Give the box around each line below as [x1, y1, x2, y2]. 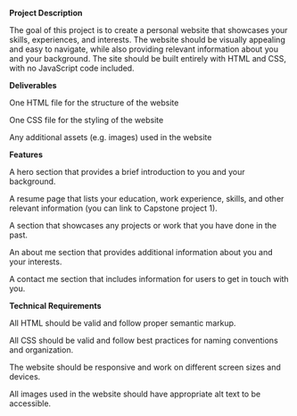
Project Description [9, 8, 83, 18]
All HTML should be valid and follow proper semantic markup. [9, 318, 236, 329]
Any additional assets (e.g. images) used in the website [9, 132, 212, 142]
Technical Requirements [9, 301, 102, 311]
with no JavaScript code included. [9, 62, 136, 73]
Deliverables [9, 80, 57, 90]
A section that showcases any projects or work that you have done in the [9, 220, 277, 230]
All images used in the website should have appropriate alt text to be [9, 388, 261, 399]
